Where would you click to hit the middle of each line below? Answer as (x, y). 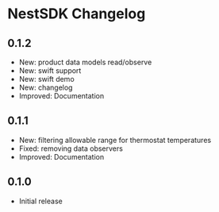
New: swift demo (46, 79)
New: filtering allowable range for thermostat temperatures (115, 140)
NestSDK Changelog (77, 14)
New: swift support (50, 71)
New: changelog (46, 87)
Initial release (40, 201)
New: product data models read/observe (85, 62)
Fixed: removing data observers (71, 148)
